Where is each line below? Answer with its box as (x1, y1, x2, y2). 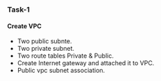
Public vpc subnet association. (17, 67, 105, 75)
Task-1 (7, 5, 30, 14)
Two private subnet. (17, 45, 75, 53)
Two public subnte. (17, 37, 72, 45)
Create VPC (7, 22, 42, 30)
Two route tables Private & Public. (17, 51, 115, 60)
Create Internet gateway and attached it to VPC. (17, 59, 155, 67)
